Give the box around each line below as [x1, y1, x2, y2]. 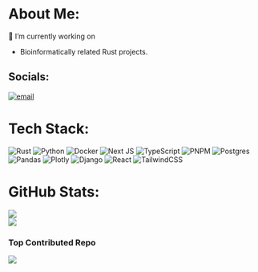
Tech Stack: [8, 120, 90, 137]
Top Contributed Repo [8, 237, 96, 248]
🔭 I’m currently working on [8, 31, 96, 41]
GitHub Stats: [8, 182, 100, 201]
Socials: [8, 70, 50, 84]
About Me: [8, 5, 80, 23]
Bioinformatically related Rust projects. [19, 47, 148, 56]
